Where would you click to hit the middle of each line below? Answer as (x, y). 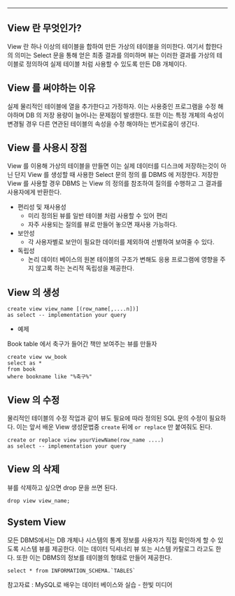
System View (37, 522)
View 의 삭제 (34, 469)
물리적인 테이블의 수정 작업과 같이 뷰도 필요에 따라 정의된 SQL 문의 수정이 (107, 418)
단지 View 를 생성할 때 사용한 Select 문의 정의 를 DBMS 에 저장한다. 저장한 (116, 175)
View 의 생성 (34, 292)
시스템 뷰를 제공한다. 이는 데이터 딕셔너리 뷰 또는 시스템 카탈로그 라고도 (117, 548)
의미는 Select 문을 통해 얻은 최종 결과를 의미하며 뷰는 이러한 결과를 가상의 (115, 55)
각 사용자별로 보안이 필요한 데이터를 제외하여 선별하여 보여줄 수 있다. (121, 242)
